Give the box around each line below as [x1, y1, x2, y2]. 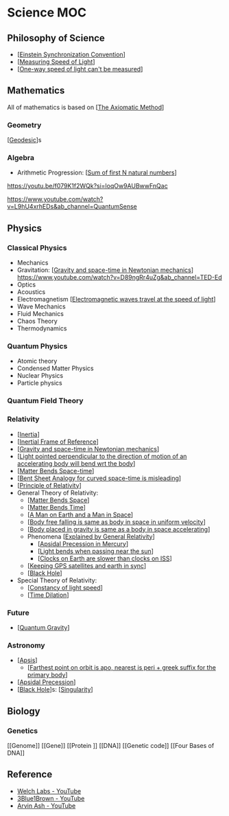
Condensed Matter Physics [16, 364, 94, 372]
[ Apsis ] [16, 656, 38, 664]
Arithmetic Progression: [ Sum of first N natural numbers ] [16, 168, 177, 177]
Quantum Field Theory [7, 396, 84, 406]
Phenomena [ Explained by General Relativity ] [27, 532, 156, 541]
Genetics [7, 726, 38, 736]
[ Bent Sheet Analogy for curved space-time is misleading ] [16, 474, 182, 482]
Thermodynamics [16, 324, 67, 332]
